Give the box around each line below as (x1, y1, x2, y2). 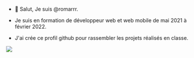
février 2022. (14, 23, 47, 30)
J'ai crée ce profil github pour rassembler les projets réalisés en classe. (14, 35, 189, 41)
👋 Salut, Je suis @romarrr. (14, 6, 78, 12)
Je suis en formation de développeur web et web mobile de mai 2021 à (14, 17, 187, 23)
